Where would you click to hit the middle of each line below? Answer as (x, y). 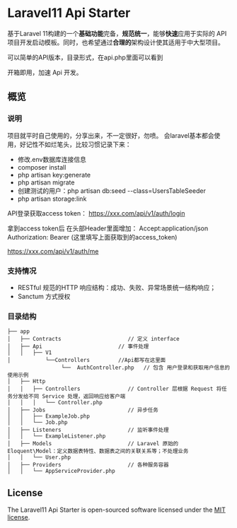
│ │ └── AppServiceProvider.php (61, 471)
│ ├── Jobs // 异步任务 (83, 410)
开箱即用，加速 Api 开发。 (45, 72)
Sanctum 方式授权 (44, 296)
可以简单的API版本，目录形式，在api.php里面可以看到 (85, 57)
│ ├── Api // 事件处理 (78, 347)
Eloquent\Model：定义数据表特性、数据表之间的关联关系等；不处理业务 (98, 451)
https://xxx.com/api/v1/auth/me (53, 251)
